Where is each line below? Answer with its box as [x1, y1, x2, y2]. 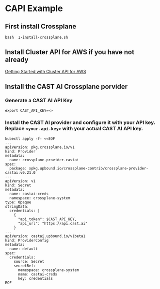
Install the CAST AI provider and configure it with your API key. [5, 119, 156, 126]
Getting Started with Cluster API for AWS [5, 68, 86, 74]
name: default [9, 246, 38, 251]
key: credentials [17, 276, 53, 281]
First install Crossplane [5, 22, 77, 30]
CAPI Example [5, 3, 63, 14]
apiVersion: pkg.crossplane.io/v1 [5, 145, 75, 150]
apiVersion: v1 [5, 179, 36, 183]
